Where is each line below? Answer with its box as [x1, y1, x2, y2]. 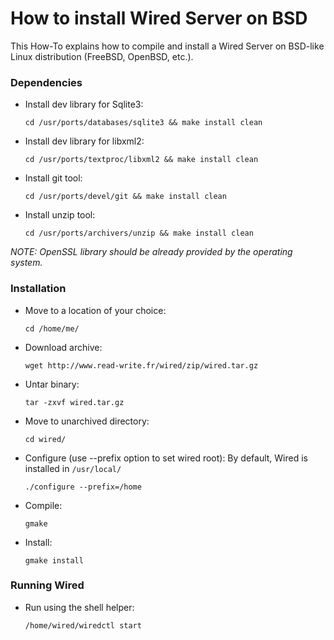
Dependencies [10, 75, 83, 89]
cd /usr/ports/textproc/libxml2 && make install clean [24, 155, 259, 165]
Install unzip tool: [24, 209, 96, 221]
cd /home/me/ [24, 323, 80, 334]
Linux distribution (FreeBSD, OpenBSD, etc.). [10, 50, 194, 62]
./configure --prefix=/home [24, 482, 142, 492]
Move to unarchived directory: [24, 415, 150, 427]
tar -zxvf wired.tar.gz [24, 397, 125, 407]
